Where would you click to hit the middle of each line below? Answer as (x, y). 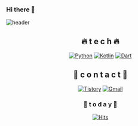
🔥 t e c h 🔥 (100, 41)
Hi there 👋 (21, 10)
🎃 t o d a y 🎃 (100, 104)
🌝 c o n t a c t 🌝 (100, 74)
